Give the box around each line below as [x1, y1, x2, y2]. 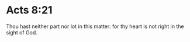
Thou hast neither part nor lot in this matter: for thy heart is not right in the [6, 23, 184, 30]
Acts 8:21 [6, 3, 53, 17]
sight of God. [6, 29, 38, 36]
